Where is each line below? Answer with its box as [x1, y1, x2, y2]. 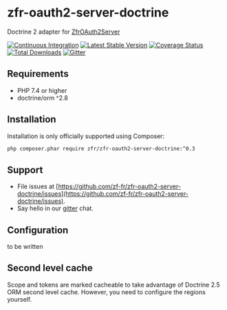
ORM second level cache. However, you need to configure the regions [7, 287, 206, 296]
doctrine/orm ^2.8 [17, 93, 69, 102]
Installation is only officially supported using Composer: [7, 132, 165, 140]
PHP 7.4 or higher [17, 86, 67, 94]
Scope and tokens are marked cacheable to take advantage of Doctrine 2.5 [7, 280, 220, 289]
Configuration [7, 224, 69, 236]
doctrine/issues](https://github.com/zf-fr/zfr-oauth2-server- [17, 190, 189, 198]
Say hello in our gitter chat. [17, 204, 94, 212]
